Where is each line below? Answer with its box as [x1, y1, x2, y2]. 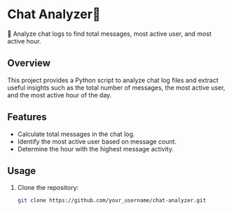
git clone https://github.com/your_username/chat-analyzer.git [17, 197, 207, 204]
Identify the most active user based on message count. [17, 137, 177, 146]
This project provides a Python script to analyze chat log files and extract [7, 76, 219, 84]
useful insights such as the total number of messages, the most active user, [7, 83, 226, 92]
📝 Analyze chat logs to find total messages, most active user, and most [7, 29, 212, 38]
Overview [7, 57, 51, 69]
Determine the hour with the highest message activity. [17, 144, 174, 153]
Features [7, 111, 47, 123]
